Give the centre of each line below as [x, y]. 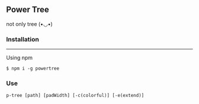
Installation [23, 39]
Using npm [20, 58]
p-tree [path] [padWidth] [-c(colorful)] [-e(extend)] [75, 96]
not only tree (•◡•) [30, 24]
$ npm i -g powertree [33, 69]
